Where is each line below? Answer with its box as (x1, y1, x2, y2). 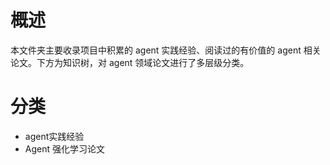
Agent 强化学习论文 (24, 142, 105, 155)
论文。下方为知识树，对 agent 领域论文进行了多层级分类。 (10, 56, 250, 68)
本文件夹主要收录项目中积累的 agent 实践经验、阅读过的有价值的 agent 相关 (10, 44, 322, 56)
